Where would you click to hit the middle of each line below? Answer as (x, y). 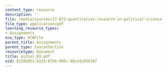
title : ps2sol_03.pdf (28, 56)
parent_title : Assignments (33, 42)
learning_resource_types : (32, 28)
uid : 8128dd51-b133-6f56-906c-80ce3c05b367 (51, 61)
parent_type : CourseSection (34, 47)
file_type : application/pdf (34, 24)
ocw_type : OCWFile (24, 38)
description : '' (22, 14)
